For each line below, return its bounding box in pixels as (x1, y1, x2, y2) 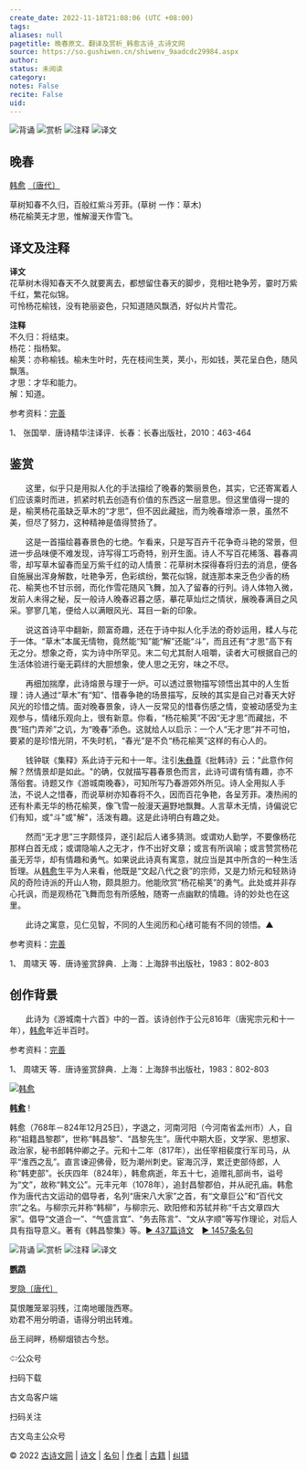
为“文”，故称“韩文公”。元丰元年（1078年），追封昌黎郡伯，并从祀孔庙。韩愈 (9, 1178, 294, 1189)
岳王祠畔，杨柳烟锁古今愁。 (9, 1333, 114, 1344)
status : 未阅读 (9, 65, 63, 74)
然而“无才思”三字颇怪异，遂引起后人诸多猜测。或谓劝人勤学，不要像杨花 (25, 831, 297, 842)
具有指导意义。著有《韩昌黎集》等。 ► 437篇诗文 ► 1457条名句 (9, 1224, 254, 1235)
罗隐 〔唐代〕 (9, 1283, 58, 1294)
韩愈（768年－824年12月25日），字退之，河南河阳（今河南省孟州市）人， (9, 1122, 285, 1133)
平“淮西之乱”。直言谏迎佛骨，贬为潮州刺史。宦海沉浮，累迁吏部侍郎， (9, 1156, 273, 1166)
